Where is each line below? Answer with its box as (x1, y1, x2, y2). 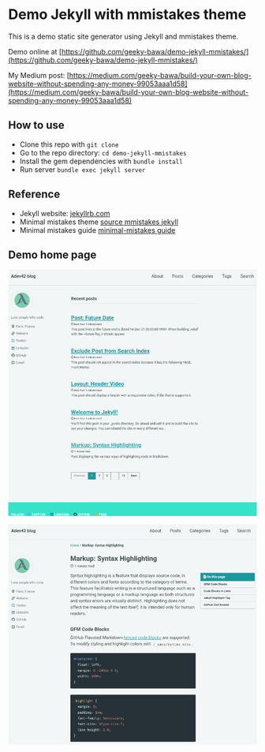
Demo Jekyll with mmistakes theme (8, 6, 247, 24)
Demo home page (8, 248, 97, 261)
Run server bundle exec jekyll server (19, 164, 146, 174)
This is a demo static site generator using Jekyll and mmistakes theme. (8, 32, 239, 41)
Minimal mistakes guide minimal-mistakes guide (19, 225, 176, 234)
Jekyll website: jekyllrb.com (19, 208, 110, 218)
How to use (8, 118, 65, 132)
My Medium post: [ (8, 70, 69, 80)
